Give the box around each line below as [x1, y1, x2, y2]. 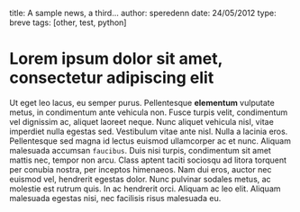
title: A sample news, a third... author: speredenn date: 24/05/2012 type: [9, 8, 277, 18]
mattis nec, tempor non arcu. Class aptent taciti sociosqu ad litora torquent [9, 155, 286, 165]
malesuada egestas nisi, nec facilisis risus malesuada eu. [9, 192, 222, 203]
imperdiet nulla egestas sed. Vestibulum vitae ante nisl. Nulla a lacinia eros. [9, 126, 288, 137]
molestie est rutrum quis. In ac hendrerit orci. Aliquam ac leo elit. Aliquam [9, 183, 281, 194]
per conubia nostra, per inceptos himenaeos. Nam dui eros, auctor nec [9, 163, 272, 174]
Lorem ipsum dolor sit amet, [9, 49, 223, 69]
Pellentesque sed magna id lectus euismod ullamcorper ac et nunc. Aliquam [9, 135, 291, 146]
